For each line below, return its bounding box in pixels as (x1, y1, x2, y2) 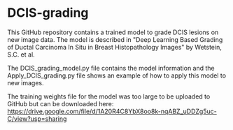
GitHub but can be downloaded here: (7, 99, 114, 108)
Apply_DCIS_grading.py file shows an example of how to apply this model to (7, 71, 226, 80)
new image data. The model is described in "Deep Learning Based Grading (7, 35, 223, 43)
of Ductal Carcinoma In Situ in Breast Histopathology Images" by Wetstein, (7, 43, 222, 51)
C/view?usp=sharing (7, 114, 67, 123)
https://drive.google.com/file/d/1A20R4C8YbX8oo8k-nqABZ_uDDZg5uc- (7, 107, 217, 115)
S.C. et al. (7, 50, 35, 59)
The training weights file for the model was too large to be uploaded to (7, 92, 211, 101)
